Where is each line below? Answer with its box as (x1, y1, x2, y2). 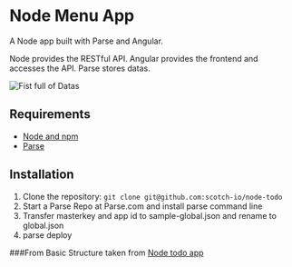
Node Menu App (9, 5, 134, 26)
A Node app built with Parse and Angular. (9, 35, 163, 46)
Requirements (9, 106, 91, 123)
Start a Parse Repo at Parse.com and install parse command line (22, 201, 263, 212)
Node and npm (22, 131, 79, 142)
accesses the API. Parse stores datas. (9, 63, 151, 74)
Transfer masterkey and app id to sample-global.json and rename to (22, 210, 277, 221)
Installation (9, 167, 74, 183)
